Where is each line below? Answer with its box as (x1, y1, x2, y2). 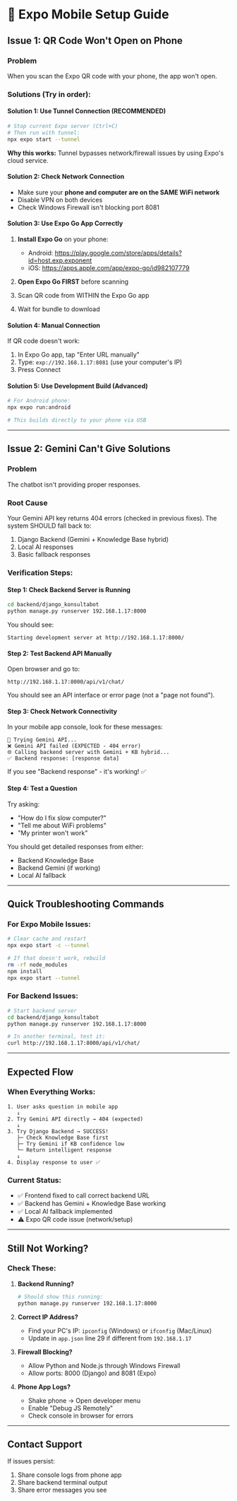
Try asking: (7, 799, 40, 809)
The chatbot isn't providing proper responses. (7, 480, 141, 489)
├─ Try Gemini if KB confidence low (16, 1140, 125, 1147)
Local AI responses (17, 543, 74, 551)
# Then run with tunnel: (7, 129, 80, 137)
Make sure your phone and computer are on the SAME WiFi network (17, 187, 220, 197)
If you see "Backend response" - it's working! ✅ (7, 767, 147, 776)
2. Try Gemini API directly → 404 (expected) (7, 1115, 143, 1123)
